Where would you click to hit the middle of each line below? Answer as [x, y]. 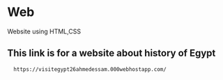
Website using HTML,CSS [44, 31]
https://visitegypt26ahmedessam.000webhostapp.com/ [90, 69]
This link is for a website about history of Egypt [111, 53]
